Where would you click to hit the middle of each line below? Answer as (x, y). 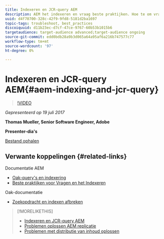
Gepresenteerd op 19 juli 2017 (35, 113)
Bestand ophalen (22, 141)
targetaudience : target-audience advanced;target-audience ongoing (75, 32)
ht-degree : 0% (20, 50)
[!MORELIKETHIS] (35, 212)
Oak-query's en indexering (39, 178)
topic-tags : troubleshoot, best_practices (49, 23)
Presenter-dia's (21, 131)
